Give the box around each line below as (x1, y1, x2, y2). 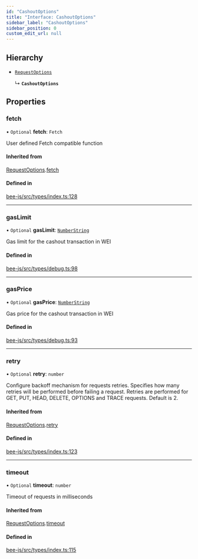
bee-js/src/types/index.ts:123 (6, 448, 78, 455)
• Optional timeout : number (6, 482, 72, 489)
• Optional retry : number (6, 370, 65, 377)
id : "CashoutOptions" (6, 8, 60, 15)
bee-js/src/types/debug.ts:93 (6, 337, 78, 344)
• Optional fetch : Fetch (6, 128, 63, 135)
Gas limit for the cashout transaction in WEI (6, 238, 111, 245)
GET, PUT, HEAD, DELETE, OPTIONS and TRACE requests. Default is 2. (6, 395, 179, 402)
